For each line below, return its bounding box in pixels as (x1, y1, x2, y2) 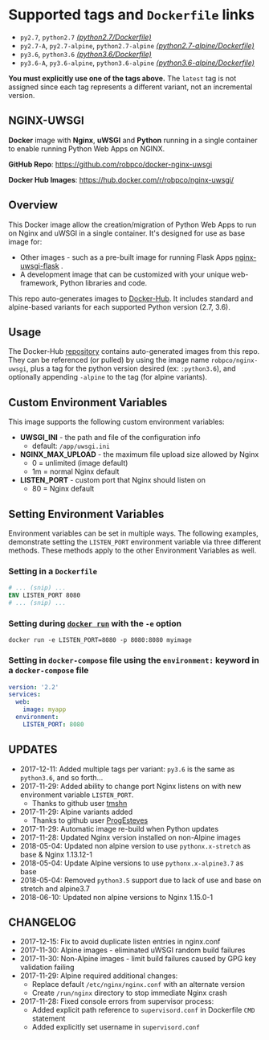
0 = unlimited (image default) (31, 458, 128, 468)
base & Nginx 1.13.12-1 (19, 849, 92, 859)
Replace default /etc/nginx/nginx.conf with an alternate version (31, 980, 246, 989)
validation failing (19, 963, 75, 972)
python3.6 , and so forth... (19, 772, 104, 782)
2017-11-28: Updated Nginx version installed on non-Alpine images (19, 832, 241, 842)
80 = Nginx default (31, 484, 95, 494)
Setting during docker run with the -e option (8, 618, 182, 629)
